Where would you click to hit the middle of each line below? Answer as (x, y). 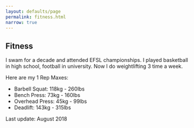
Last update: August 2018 (36, 119)
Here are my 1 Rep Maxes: (37, 78)
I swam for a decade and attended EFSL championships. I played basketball (97, 60)
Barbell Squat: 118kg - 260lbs (49, 89)
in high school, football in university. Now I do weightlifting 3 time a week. (94, 66)
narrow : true (21, 22)
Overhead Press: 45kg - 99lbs (50, 101)
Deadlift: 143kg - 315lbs (42, 108)
